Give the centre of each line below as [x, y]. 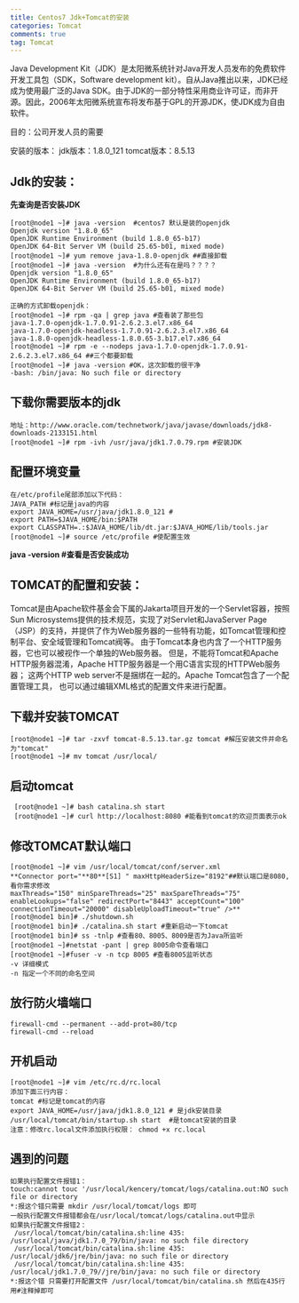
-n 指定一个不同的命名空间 [53, 973]
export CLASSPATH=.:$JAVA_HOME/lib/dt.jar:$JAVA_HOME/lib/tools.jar [139, 527]
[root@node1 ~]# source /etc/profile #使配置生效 [100, 537]
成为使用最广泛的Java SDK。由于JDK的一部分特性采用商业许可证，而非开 [144, 91]
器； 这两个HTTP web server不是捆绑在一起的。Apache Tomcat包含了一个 [146, 675]
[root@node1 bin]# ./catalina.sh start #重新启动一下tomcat [119, 926]
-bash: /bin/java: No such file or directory [95, 373]
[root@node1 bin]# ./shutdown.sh [72, 916]
